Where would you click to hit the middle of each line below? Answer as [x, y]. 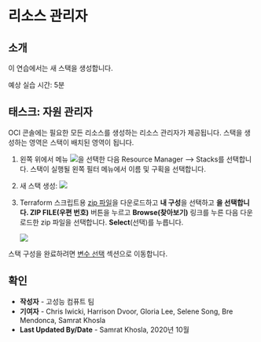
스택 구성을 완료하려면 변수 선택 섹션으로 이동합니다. [88, 254]
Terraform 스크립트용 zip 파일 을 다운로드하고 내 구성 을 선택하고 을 [121, 203]
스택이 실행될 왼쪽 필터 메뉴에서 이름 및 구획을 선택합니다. [118, 169]
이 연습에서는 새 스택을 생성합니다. [61, 68]
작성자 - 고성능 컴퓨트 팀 [57, 301]
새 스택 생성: [39, 185]
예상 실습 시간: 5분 [37, 85]
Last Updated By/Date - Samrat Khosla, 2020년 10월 [105, 329]
